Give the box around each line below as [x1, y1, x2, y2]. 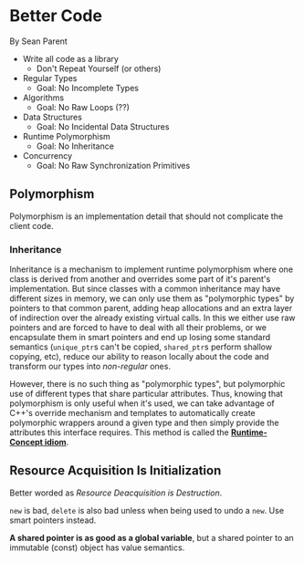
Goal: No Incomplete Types [36, 82, 140, 93]
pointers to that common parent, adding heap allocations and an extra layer [9, 303, 293, 314]
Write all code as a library [22, 53, 119, 64]
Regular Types [22, 72, 78, 83]
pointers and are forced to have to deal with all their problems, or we [9, 322, 267, 333]
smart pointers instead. [9, 515, 97, 526]
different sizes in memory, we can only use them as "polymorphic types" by [9, 293, 295, 304]
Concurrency [22, 150, 73, 161]
